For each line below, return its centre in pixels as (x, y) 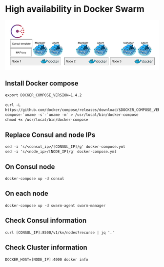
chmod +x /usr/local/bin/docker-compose (47, 120)
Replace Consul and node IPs (50, 135)
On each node (27, 194)
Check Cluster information (46, 248)
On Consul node (30, 167)
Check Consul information (46, 221)
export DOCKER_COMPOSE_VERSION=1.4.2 (43, 95)
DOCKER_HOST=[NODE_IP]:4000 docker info (47, 259)
